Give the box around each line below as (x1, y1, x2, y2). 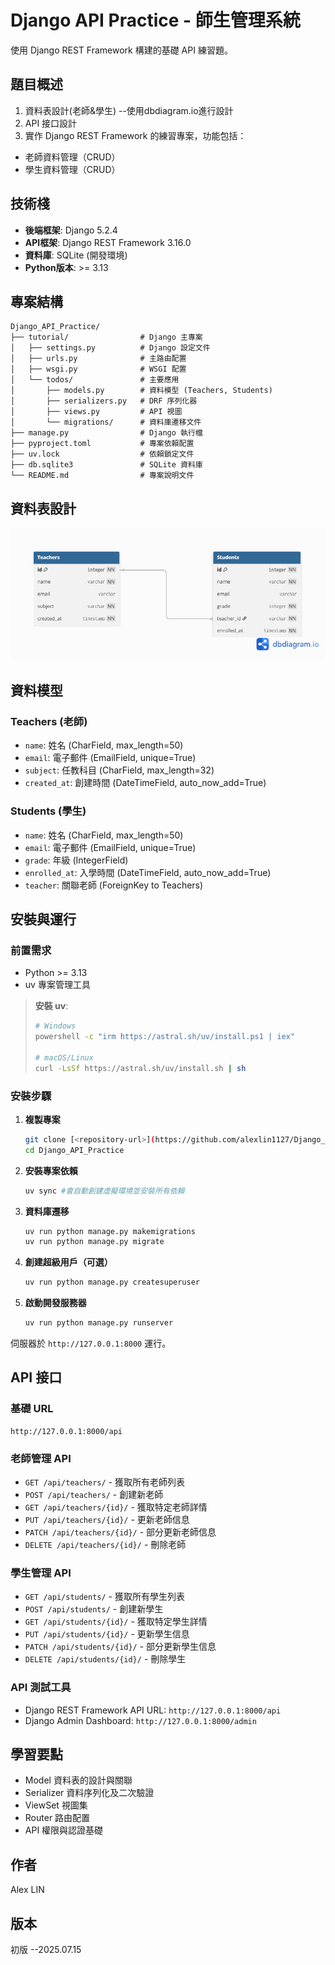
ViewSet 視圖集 (24, 1799, 88, 1811)
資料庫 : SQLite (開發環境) (24, 249, 128, 261)
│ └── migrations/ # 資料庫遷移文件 (10, 417, 202, 428)
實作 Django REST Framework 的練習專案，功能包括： (24, 129, 247, 141)
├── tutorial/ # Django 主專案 (10, 332, 203, 343)
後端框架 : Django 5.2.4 (24, 224, 118, 236)
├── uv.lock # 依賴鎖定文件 (10, 449, 195, 460)
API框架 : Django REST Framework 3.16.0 (24, 236, 192, 248)
